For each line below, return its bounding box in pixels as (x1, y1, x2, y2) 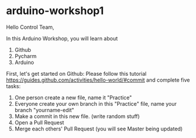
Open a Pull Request (14, 119, 65, 126)
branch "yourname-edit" (14, 106, 75, 113)
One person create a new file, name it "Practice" (14, 94, 132, 101)
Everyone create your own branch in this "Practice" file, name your (14, 100, 177, 107)
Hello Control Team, (6, 23, 55, 31)
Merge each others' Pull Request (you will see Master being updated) (14, 125, 183, 132)
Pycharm (14, 52, 37, 59)
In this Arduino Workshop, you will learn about (6, 35, 118, 42)
